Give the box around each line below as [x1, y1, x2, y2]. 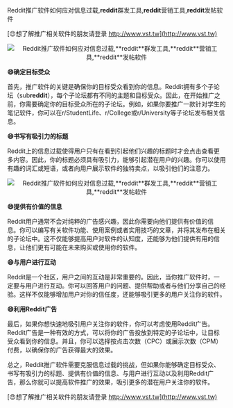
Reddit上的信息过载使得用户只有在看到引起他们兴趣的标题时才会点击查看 [7, 147, 214, 155]
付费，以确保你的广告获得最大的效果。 [7, 346, 116, 354]
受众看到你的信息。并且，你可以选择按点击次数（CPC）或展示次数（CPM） [7, 337, 223, 345]
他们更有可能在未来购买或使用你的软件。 [25, 243, 141, 252]
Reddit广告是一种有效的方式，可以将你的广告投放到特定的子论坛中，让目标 [7, 329, 221, 336]
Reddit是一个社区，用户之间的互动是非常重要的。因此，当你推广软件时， [7, 273, 214, 281]
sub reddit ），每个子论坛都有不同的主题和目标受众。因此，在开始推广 [19, 91, 215, 99]
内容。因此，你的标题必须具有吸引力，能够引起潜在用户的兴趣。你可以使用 [12, 156, 226, 163]
